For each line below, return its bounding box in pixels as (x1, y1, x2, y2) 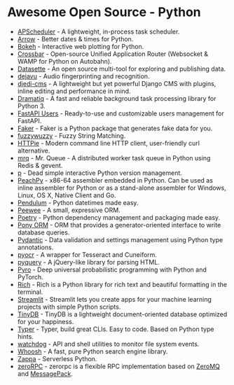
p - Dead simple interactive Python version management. (17, 169, 182, 177)
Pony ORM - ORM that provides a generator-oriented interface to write (17, 220, 221, 229)
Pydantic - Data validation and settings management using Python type (17, 235, 223, 244)
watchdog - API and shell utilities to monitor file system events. (17, 339, 200, 348)
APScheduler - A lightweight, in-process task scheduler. (17, 27, 180, 36)
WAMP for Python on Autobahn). (17, 57, 112, 65)
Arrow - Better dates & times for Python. (17, 34, 134, 43)
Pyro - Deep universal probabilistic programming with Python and (17, 265, 207, 274)
